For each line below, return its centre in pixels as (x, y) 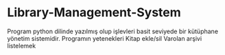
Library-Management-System (94, 13)
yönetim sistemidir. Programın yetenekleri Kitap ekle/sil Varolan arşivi (105, 38)
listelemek (22, 45)
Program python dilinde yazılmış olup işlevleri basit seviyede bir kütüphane (113, 31)
